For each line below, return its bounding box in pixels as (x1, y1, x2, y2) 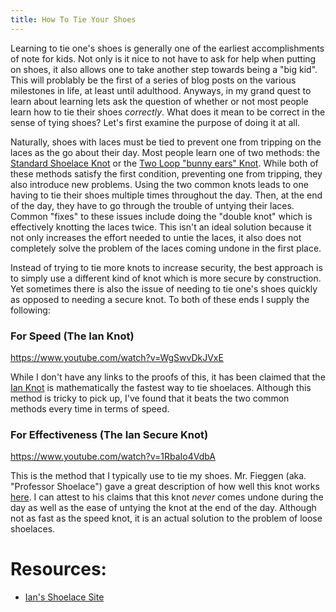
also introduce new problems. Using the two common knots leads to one (10, 178, 309, 190)
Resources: (10, 558, 107, 581)
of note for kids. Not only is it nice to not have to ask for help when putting (10, 52, 317, 65)
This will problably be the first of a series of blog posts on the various (10, 74, 297, 86)
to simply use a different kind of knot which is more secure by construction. (10, 272, 322, 284)
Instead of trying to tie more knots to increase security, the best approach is (10, 261, 323, 273)
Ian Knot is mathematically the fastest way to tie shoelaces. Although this (10, 381, 312, 393)
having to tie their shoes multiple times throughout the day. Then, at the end (10, 189, 323, 201)
